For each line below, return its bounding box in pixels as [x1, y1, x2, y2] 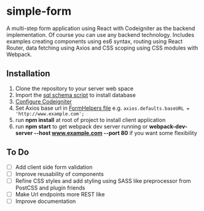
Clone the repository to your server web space [15, 85, 134, 92]
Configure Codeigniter [15, 98, 73, 105]
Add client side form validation [15, 163, 93, 171]
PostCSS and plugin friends [15, 184, 85, 191]
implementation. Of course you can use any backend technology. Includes [6, 31, 195, 38]
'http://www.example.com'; [15, 110, 85, 117]
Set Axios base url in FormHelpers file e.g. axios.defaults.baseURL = [15, 104, 190, 112]
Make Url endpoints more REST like [15, 190, 105, 198]
